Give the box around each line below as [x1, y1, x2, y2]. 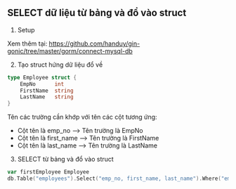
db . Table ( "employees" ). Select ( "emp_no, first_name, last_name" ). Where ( [7, 175, 221, 183]
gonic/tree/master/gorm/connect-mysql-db [7, 46, 133, 55]
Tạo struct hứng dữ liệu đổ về [17, 60, 103, 69]
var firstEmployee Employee [7, 169, 90, 176]
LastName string [20, 93, 74, 100]
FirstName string [20, 87, 74, 94]
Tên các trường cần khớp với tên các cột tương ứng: [7, 113, 157, 122]
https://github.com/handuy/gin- [48, 39, 140, 48]
